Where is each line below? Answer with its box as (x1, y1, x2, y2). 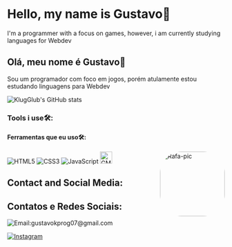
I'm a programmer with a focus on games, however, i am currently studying (7, 29, 221, 37)
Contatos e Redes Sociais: (7, 200, 122, 213)
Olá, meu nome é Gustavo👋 (7, 57, 126, 68)
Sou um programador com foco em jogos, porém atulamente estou (7, 75, 197, 83)
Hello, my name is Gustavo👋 (7, 6, 171, 22)
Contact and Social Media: (7, 177, 123, 189)
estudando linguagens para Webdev (7, 82, 110, 90)
